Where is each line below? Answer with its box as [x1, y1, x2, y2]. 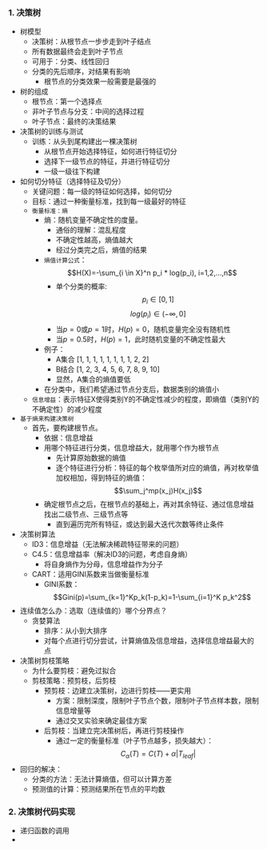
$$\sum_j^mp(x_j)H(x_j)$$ [114, 485, 202, 495]
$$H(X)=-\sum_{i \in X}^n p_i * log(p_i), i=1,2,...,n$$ [67, 268, 237, 277]
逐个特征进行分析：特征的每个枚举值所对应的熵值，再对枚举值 [55, 462, 260, 473]
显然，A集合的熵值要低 [55, 374, 131, 384]
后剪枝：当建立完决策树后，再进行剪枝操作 [43, 725, 185, 735]
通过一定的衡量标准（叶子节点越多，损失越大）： [55, 736, 214, 745]
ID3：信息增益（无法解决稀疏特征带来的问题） [31, 539, 184, 549]
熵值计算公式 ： [43, 255, 87, 265]
